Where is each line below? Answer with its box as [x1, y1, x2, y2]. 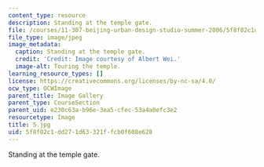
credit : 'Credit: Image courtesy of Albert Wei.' [15, 56, 181, 64]
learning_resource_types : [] [8, 70, 104, 78]
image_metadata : [8, 41, 61, 49]
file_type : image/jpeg [8, 33, 82, 42]
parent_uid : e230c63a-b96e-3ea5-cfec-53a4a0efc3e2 [8, 107, 178, 114]
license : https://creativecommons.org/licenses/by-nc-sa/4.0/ [8, 77, 216, 85]
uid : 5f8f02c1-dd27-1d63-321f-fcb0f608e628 [8, 128, 153, 136]
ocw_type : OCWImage [8, 84, 72, 93]
